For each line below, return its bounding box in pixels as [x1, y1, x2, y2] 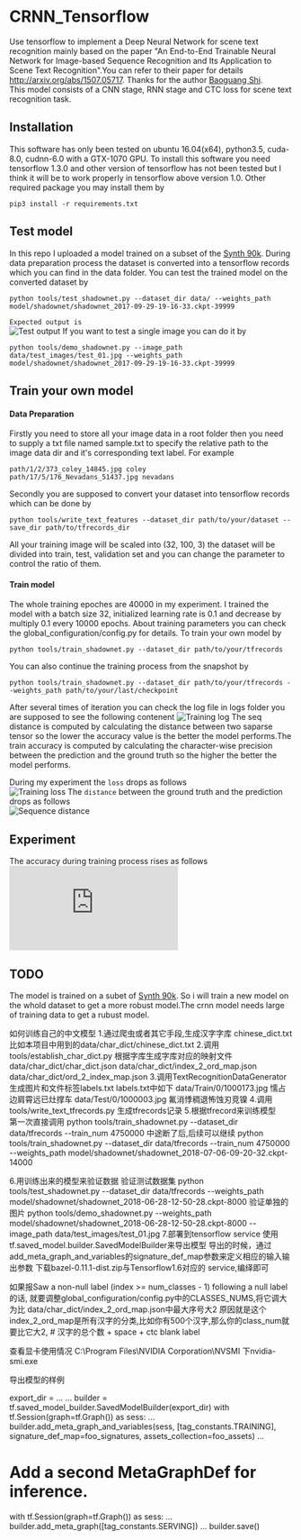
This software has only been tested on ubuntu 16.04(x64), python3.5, [9, 143, 266, 154]
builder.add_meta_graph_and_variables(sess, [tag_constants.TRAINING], [9, 1421, 277, 1432]
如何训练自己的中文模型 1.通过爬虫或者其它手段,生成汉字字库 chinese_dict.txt [9, 1027, 293, 1038]
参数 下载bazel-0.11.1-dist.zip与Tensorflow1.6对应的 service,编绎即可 [16, 1262, 270, 1272]
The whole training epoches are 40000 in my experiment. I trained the [9, 599, 270, 610]
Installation [9, 120, 74, 135]
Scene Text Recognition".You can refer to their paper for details [9, 65, 244, 76]
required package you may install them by [9, 182, 164, 193]
